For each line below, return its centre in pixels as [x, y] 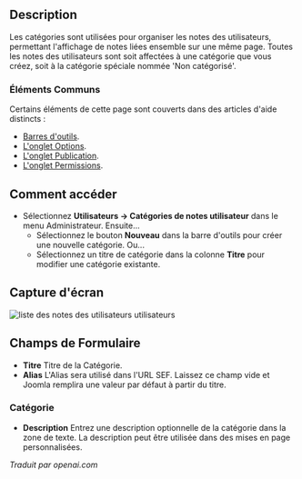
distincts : [28, 119]
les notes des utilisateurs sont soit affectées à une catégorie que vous [141, 56]
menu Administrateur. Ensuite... [81, 225]
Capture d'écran [57, 293]
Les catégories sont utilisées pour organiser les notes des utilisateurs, [141, 36]
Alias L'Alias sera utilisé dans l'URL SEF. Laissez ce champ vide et [146, 374]
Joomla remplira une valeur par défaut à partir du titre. [125, 384]
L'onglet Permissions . [63, 165]
